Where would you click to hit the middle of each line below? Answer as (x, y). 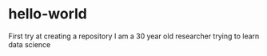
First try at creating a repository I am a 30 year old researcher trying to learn (134, 36)
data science (30, 44)
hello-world (48, 14)
